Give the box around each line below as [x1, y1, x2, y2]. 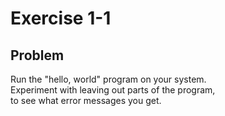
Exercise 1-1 [10, 7, 112, 30]
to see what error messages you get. [10, 95, 162, 106]
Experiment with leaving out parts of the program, [10, 84, 216, 96]
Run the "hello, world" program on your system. [10, 73, 207, 85]
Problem [10, 47, 65, 64]
